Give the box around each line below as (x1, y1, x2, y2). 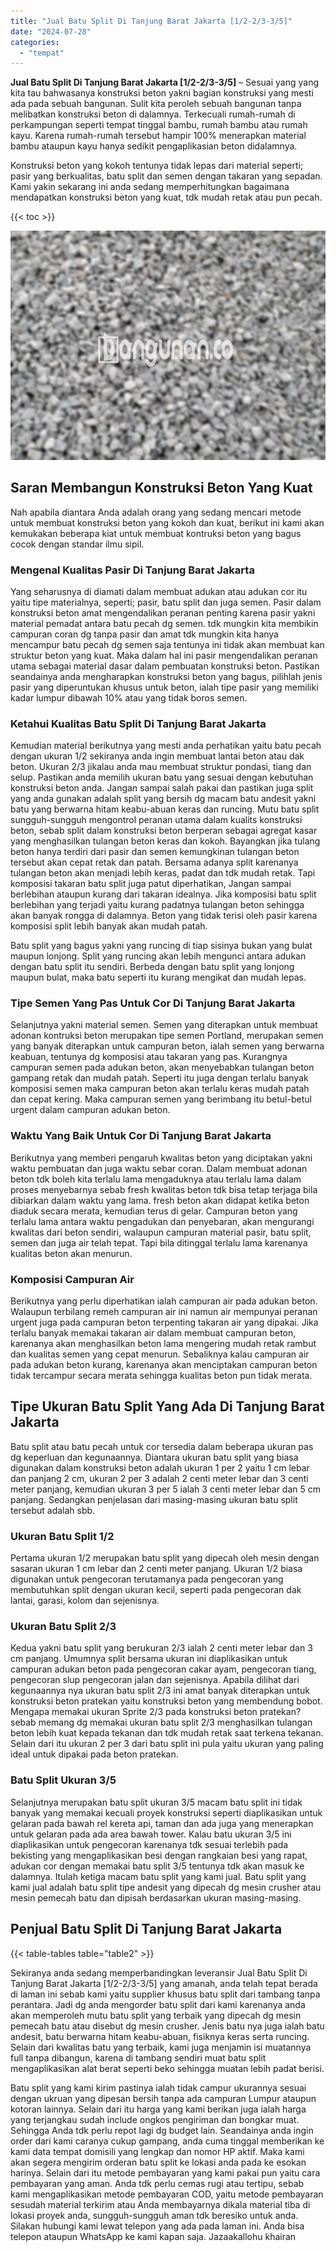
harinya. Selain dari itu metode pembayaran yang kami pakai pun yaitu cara (10, 2166, 321, 2179)
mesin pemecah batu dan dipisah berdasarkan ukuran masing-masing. (10, 1891, 302, 1904)
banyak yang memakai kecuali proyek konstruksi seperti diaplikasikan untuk (10, 1806, 323, 1819)
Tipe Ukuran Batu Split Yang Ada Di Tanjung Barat (10, 1398, 325, 1415)
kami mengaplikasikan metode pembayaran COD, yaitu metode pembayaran (10, 2188, 324, 2200)
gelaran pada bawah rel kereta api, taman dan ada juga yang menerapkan (10, 1817, 314, 1829)
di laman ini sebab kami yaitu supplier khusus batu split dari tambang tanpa (10, 1988, 321, 2000)
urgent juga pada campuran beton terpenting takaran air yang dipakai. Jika (10, 1316, 319, 1329)
